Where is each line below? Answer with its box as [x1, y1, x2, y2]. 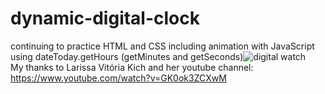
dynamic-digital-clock [10, 7, 200, 30]
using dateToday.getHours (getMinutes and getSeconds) [10, 50, 244, 62]
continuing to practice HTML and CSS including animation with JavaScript [10, 40, 315, 52]
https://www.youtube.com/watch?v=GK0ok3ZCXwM [10, 72, 227, 84]
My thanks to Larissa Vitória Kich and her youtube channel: [10, 61, 254, 73]
